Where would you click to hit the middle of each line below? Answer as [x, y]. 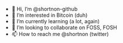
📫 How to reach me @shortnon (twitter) [60, 34]
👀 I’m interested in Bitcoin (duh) [49, 15]
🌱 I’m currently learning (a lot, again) [56, 21]
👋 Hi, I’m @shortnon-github [45, 9]
